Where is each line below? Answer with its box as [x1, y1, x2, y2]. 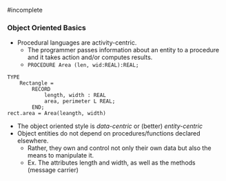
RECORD [32, 86, 51, 93]
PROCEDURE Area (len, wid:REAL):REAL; [27, 62, 139, 69]
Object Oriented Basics [7, 23, 86, 32]
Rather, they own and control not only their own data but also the [27, 144, 212, 152]
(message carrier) [27, 166, 79, 174]
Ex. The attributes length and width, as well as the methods [27, 158, 196, 167]
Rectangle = [19, 80, 54, 87]
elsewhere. [17, 137, 49, 145]
